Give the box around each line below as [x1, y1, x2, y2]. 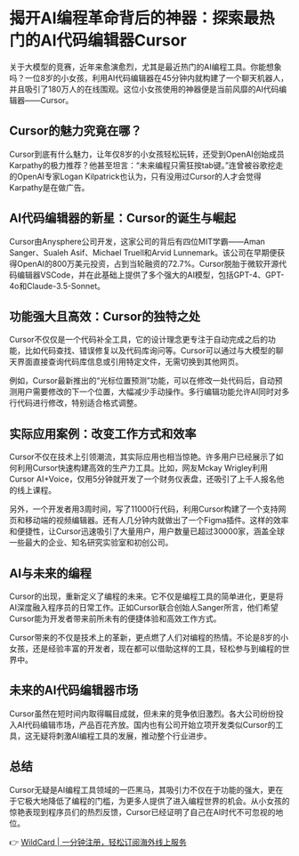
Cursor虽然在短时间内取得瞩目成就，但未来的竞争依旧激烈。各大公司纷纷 [9, 708, 276, 719]
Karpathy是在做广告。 [9, 182, 90, 192]
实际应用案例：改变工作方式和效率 [9, 426, 197, 441]
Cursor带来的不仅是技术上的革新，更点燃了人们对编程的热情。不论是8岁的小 [9, 633, 289, 642]
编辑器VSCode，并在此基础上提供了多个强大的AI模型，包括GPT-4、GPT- [16, 269, 285, 280]
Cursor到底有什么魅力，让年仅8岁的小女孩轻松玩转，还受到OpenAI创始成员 [9, 149, 285, 159]
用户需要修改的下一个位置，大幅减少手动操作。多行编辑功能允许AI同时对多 [16, 386, 290, 397]
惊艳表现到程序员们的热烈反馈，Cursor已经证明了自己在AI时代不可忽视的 [9, 806, 276, 817]
